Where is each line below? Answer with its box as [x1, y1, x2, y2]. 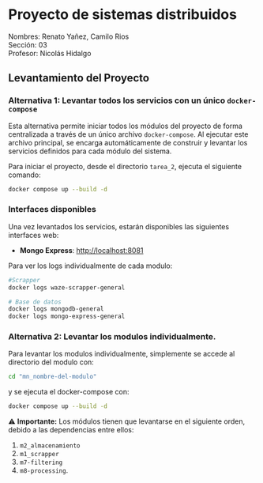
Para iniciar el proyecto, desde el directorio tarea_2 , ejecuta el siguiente [8, 161, 242, 171]
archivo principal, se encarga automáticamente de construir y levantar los [8, 138, 248, 147]
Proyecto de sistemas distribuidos [8, 6, 237, 24]
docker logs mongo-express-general [8, 312, 126, 321]
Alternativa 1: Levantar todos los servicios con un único [8, 95, 226, 106]
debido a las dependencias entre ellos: [8, 425, 134, 435]
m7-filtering [19, 458, 63, 467]
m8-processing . [19, 466, 69, 475]
